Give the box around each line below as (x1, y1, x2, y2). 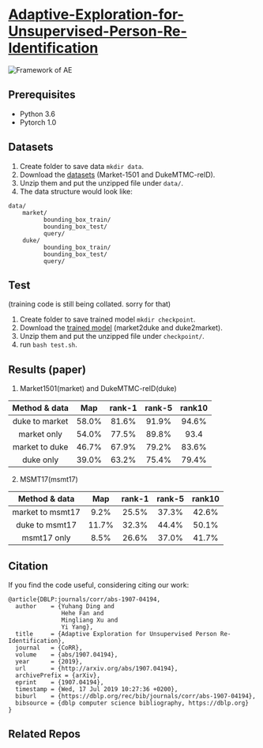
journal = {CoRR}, (15, 644, 83, 652)
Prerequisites (8, 88, 76, 102)
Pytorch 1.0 (19, 117, 57, 127)
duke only (22, 454, 59, 465)
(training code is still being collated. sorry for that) (8, 299, 171, 309)
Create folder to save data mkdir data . (19, 161, 145, 171)
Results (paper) (8, 363, 87, 376)
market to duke (12, 442, 69, 453)
